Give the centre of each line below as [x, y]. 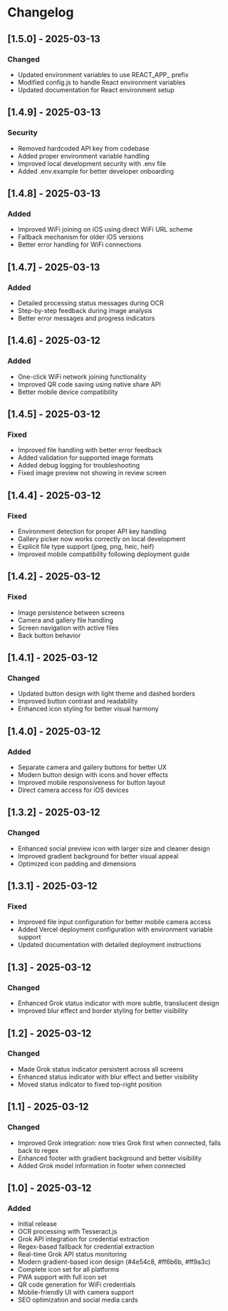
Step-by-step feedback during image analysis [85, 310]
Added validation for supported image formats [85, 457]
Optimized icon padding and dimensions [77, 864]
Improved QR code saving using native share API [89, 384]
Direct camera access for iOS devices [73, 790]
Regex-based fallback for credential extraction [86, 1247]
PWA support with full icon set [62, 1277]
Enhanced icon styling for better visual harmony [88, 709]
